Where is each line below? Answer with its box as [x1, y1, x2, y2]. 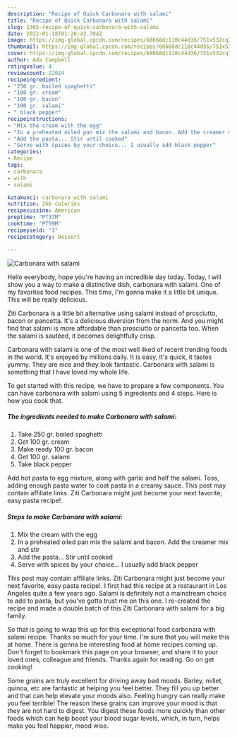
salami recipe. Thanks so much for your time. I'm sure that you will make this [7, 633, 230, 642]
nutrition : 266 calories [7, 201, 80, 208]
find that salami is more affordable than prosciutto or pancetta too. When [7, 324, 219, 332]
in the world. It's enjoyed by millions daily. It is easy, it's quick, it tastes [7, 353, 212, 361]
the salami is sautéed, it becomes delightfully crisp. [7, 331, 157, 340]
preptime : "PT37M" [7, 213, 61, 221]
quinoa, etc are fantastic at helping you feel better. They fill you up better [7, 684, 219, 692]
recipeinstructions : [7, 115, 68, 122]
